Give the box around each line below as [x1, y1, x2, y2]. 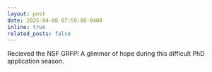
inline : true [7, 23, 46, 30]
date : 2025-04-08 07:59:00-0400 [7, 17, 102, 24]
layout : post [7, 10, 46, 18]
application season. [7, 57, 64, 66]
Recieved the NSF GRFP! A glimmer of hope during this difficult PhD [7, 49, 205, 58]
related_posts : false [7, 30, 71, 37]
